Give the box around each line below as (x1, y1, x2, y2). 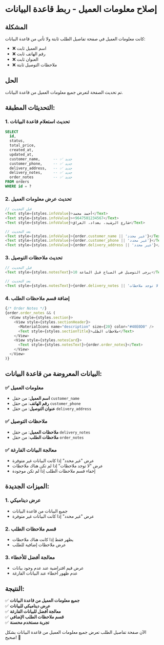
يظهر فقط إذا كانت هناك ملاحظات (12, 537, 74, 543)
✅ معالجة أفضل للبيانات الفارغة (5, 608, 61, 615)
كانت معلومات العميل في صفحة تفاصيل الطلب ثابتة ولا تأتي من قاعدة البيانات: (5, 36, 145, 42)
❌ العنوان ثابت (12, 56, 39, 62)
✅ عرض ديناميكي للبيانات (5, 603, 51, 609)
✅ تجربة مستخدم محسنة (5, 620, 50, 625)
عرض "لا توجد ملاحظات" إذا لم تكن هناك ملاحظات (12, 463, 103, 469)
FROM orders (5, 180, 29, 184)
